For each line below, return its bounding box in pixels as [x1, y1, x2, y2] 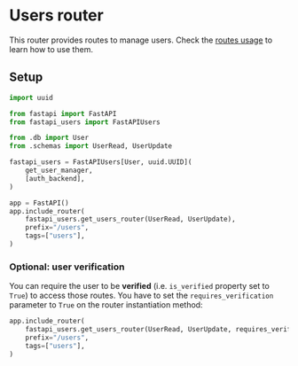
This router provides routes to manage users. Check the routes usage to [9, 35, 273, 45]
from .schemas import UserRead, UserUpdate [9, 142, 173, 151]
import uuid [9, 93, 53, 102]
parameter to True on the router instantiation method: [9, 300, 203, 310]
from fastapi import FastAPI [9, 109, 117, 118]
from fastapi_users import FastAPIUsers [9, 117, 161, 127]
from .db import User [9, 134, 90, 143]
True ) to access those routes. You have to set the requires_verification [9, 290, 274, 301]
